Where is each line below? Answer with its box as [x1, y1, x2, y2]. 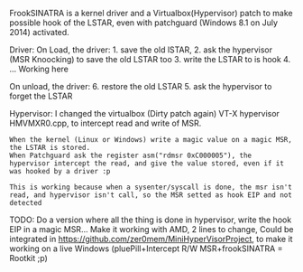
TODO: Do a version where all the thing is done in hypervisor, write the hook [9, 214, 292, 225]
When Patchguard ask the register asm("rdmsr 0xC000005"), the [9, 151, 252, 160]
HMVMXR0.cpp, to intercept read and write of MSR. [9, 117, 202, 128]
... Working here [9, 63, 69, 74]
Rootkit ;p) [9, 253, 48, 263]
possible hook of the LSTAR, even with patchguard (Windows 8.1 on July [9, 17, 278, 28]
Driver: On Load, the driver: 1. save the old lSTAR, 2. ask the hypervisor [9, 44, 273, 55]
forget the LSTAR [9, 90, 73, 101]
